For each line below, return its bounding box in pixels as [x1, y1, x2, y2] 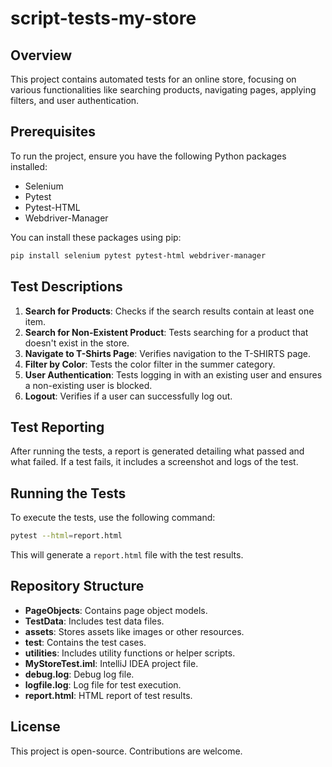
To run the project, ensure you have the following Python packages [10, 150, 287, 162]
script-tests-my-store [10, 7, 197, 30]
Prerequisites [10, 123, 96, 141]
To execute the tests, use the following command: [10, 512, 216, 524]
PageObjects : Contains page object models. [24, 604, 208, 616]
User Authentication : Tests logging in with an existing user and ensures [24, 368, 323, 381]
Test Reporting [10, 418, 105, 436]
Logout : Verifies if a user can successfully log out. [24, 390, 233, 402]
